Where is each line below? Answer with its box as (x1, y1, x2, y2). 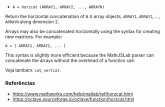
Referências (5, 79, 35, 86)
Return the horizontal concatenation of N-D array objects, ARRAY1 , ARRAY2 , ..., (5, 13, 160, 19)
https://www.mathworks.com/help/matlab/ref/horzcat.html (12, 91, 133, 97)
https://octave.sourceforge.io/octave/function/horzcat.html (12, 96, 134, 102)
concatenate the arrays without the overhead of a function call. (5, 57, 135, 63)
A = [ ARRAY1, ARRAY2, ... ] (5, 43, 66, 48)
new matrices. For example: (5, 34, 62, 39)
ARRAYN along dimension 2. (5, 19, 59, 24)
